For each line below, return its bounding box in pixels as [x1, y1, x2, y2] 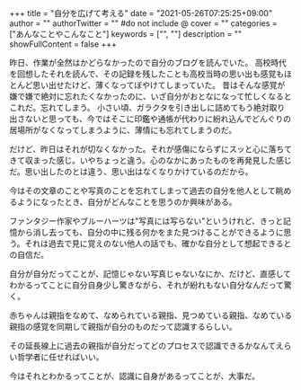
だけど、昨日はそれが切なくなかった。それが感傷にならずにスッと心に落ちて [9, 144, 293, 155]
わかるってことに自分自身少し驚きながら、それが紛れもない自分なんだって [9, 279, 285, 290]
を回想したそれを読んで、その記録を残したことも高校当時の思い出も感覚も [9, 68, 285, 79]
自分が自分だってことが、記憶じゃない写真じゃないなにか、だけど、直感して [9, 269, 292, 279]
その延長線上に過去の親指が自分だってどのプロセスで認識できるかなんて [9, 341, 277, 350]
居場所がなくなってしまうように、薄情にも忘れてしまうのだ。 [9, 125, 237, 135]
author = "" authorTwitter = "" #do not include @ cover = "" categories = [9, 18, 279, 29]
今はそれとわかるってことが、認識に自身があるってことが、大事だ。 [9, 371, 261, 381]
